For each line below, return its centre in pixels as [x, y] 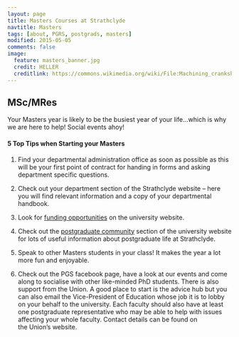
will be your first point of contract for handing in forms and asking [114, 167]
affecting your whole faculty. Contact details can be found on [107, 319]
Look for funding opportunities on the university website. [101, 217]
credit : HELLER [36, 67]
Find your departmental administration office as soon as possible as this [123, 159]
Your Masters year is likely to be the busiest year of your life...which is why [117, 120]
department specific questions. [63, 175]
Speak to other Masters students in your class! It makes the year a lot [119, 252]
